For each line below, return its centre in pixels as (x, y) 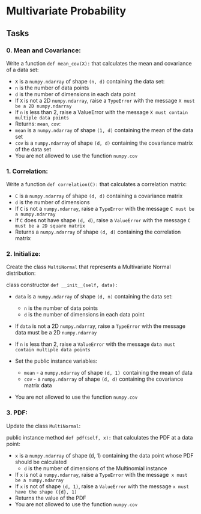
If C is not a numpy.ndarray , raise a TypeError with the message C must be (105, 209)
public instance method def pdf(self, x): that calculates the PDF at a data (100, 437)
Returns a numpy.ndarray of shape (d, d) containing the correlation (98, 232)
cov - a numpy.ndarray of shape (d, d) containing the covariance (103, 379)
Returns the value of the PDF (50, 498)
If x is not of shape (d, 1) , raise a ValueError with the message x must (102, 486)
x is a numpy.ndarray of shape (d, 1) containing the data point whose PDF (104, 455)
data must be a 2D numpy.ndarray (56, 333)
